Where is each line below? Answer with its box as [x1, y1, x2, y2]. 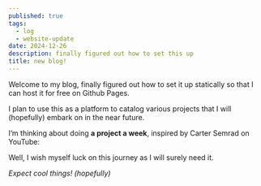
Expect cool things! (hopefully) [8, 168, 111, 178]
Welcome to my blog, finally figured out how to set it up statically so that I [8, 79, 254, 89]
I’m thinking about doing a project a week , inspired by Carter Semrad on [8, 128, 250, 138]
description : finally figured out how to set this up [8, 50, 195, 58]
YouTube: [8, 136, 41, 146]
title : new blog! [8, 58, 67, 66]
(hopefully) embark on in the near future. [8, 112, 145, 122]
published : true [8, 11, 63, 20]
